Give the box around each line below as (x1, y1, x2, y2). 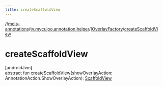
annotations (5, 26, 29, 32)
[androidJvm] (5, 64, 33, 70)
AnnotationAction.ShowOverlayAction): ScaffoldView (5, 75, 112, 81)
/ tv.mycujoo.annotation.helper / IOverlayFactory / (28, 26, 124, 32)
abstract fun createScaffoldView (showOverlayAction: (5, 70, 113, 76)
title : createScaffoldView (5, 7, 60, 12)
